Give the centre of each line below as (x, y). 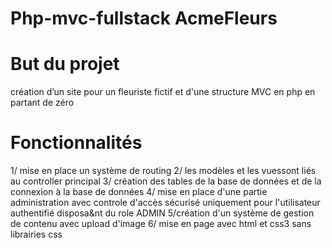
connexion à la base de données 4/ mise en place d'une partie (139, 192)
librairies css (36, 234)
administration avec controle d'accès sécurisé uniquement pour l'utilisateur (165, 203)
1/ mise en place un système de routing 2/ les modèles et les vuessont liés (163, 171)
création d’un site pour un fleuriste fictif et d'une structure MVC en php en (163, 92)
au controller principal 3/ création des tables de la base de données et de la (166, 181)
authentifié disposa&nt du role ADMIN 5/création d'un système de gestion (162, 213)
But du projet (65, 64)
